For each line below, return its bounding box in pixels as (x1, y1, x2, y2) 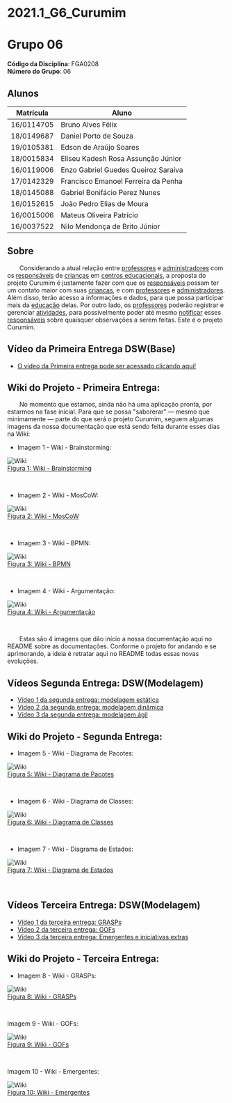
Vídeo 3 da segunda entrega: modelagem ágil (17, 710, 148, 719)
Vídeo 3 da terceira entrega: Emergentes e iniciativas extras (17, 932, 189, 941)
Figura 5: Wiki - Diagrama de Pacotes (7, 770, 115, 778)
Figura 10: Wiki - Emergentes (7, 1088, 90, 1096)
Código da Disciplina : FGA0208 (7, 60, 99, 68)
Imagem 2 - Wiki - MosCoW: (17, 491, 99, 499)
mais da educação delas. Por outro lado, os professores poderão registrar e (7, 301, 224, 309)
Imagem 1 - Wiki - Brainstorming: (17, 444, 112, 452)
